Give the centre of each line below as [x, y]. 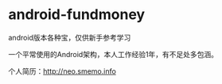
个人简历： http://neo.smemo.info [62, 71]
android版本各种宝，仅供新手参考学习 [70, 37]
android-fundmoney [77, 15]
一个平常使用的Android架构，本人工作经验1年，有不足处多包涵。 [113, 54]
